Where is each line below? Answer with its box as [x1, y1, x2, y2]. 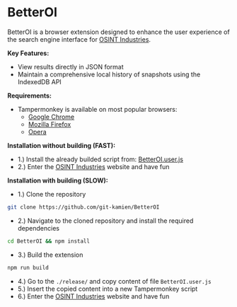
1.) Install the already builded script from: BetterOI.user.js [17, 155, 184, 163]
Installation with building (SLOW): [7, 176, 108, 185]
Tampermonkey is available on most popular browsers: [17, 105, 178, 113]
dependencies [17, 224, 60, 232]
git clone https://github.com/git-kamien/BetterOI [7, 203, 160, 211]
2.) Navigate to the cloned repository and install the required [17, 216, 194, 225]
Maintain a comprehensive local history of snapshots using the [17, 70, 201, 79]
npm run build [7, 264, 50, 271]
